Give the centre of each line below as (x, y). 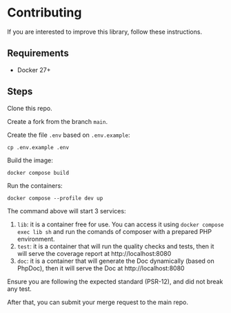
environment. (36, 239)
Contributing (44, 13)
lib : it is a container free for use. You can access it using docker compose (120, 224)
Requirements (38, 53)
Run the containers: (35, 185)
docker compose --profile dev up (55, 198)
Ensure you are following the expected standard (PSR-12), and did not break (115, 281)
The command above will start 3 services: (67, 211)
